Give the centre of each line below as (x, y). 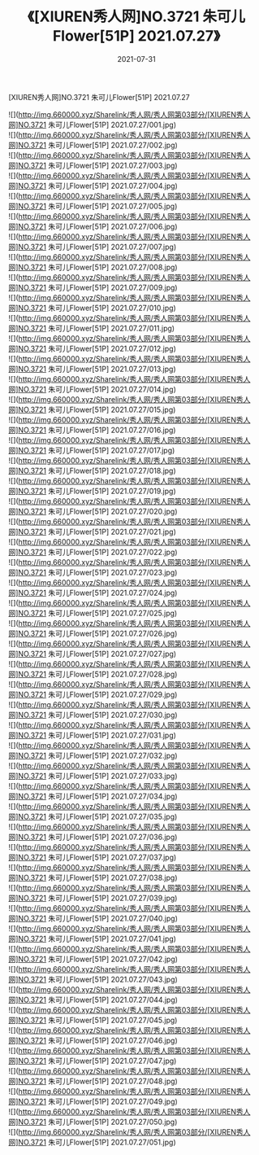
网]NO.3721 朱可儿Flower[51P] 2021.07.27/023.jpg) (93, 572)
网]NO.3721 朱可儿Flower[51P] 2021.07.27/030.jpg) (93, 715)
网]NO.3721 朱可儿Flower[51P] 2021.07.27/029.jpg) (93, 694)
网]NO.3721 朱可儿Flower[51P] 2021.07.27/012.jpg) (92, 348)
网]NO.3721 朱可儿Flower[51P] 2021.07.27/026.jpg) (93, 633)
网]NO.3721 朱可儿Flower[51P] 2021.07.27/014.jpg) (93, 389)
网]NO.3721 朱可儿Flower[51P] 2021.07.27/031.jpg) (93, 735)
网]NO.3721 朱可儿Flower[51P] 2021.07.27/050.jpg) (93, 1122)
